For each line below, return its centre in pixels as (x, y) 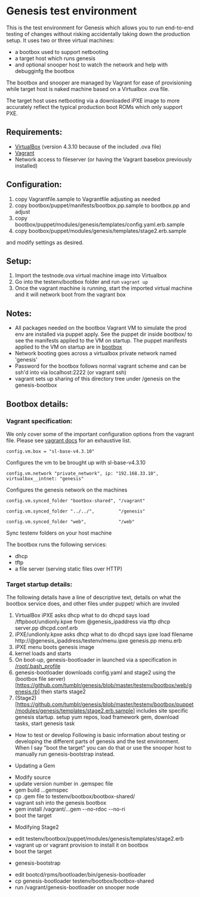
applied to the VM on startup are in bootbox (68, 347)
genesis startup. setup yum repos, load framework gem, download (97, 717)
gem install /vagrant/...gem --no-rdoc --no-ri (70, 809)
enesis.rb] (27, 692)
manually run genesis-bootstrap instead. (65, 754)
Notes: (19, 313)
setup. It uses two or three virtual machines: (60, 40)
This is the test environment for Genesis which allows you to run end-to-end (100, 28)
